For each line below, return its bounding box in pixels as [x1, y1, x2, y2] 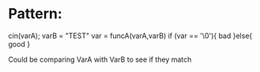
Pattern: [8, 5, 63, 23]
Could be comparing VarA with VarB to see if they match [8, 55, 192, 64]
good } [8, 39, 30, 48]
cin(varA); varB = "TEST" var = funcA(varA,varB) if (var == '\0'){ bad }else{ [8, 31, 253, 40]
